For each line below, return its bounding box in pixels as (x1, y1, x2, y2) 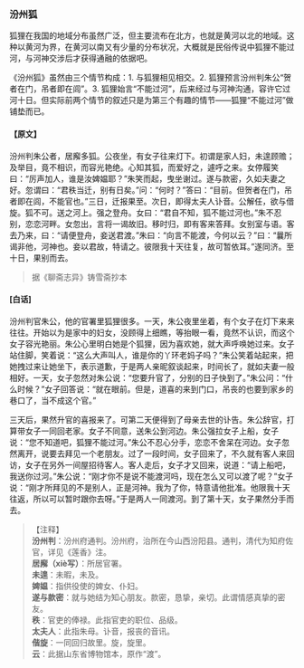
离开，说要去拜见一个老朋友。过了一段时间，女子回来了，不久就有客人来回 (16, 448, 295, 459)
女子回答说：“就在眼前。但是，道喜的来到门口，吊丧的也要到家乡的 (44, 383, 294, 395)
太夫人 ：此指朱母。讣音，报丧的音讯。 (31, 625, 175, 636)
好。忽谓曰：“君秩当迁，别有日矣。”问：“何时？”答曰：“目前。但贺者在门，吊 (9, 184, 292, 196)
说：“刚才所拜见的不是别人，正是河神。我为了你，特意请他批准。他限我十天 (9, 482, 291, 492)
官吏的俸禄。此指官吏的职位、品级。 (47, 614, 183, 625)
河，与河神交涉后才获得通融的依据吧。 (9, 52, 152, 64)
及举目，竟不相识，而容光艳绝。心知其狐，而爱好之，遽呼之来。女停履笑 (9, 161, 279, 173)
